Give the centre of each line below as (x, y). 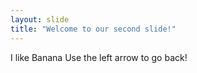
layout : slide (40, 19)
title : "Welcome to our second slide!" (93, 29)
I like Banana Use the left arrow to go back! (99, 57)
